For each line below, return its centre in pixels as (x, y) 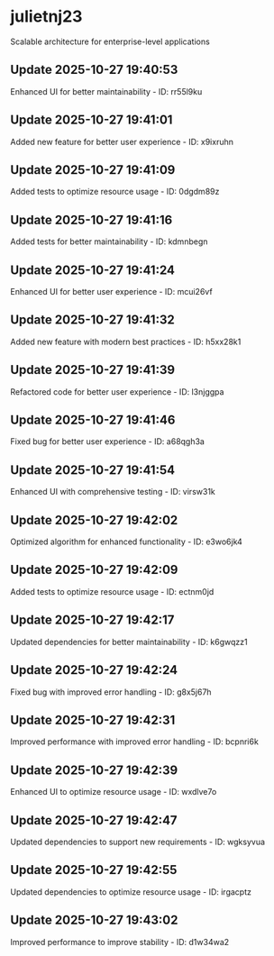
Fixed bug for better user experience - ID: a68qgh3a (108, 442)
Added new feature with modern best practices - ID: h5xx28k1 (126, 341)
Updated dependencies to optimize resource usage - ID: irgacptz (131, 892)
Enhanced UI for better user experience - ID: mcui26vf (111, 291)
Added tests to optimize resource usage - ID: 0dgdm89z (115, 192)
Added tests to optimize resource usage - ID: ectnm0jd (112, 591)
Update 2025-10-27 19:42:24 (94, 670)
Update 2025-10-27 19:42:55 (94, 870)
